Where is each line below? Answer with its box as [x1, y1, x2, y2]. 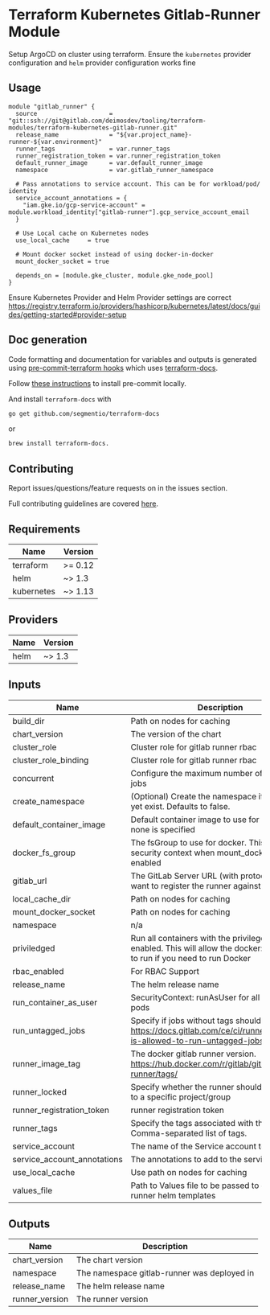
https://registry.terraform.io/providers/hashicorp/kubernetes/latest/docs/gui [8, 301, 260, 310]
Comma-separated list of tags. [130, 1128, 247, 1139]
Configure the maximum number [130, 767, 253, 779]
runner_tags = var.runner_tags [15, 145, 171, 153]
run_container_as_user [12, 997, 98, 1008]
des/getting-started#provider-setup [8, 310, 127, 319]
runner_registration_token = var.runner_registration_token [15, 151, 221, 160]
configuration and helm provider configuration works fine [8, 58, 196, 68]
